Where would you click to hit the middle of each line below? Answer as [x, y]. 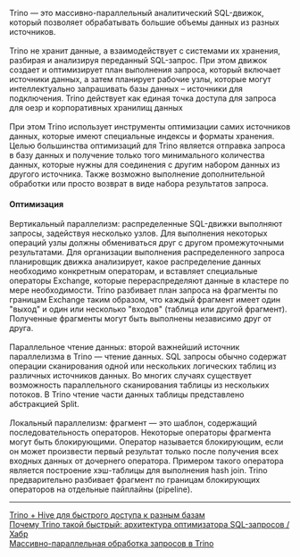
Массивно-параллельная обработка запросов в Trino [112, 544]
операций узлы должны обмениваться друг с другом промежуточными [146, 243]
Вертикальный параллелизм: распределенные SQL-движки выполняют [146, 224]
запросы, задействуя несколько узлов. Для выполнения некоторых [138, 233]
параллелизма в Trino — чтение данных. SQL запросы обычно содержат [148, 357]
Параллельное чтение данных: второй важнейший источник [125, 347]
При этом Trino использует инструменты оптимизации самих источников [150, 127]
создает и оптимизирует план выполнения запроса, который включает [145, 70]
